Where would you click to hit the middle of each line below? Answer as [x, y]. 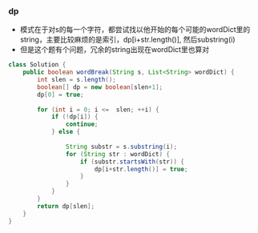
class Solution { [37, 65]
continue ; [82, 125]
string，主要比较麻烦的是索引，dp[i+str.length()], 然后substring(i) [127, 40]
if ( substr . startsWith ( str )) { [132, 162]
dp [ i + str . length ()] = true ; [141, 169]
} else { [66, 132]
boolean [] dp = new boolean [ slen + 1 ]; [100, 87]
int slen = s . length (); [77, 80]
